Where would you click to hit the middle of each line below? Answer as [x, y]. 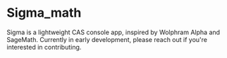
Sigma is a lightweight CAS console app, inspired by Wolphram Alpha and [113, 32]
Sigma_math [44, 13]
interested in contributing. [44, 47]
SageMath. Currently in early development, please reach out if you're [107, 39]
